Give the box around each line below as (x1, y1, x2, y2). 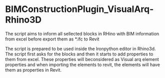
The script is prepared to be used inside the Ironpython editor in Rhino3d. (5, 45, 156, 51)
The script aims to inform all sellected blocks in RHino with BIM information (5, 30, 160, 36)
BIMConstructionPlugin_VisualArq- (5, 3, 154, 15)
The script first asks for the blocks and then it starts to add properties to (5, 51, 154, 57)
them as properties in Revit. (5, 66, 62, 73)
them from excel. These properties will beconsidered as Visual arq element (5, 56, 160, 62)
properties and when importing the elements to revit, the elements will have (5, 61, 161, 67)
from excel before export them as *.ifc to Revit (5, 36, 100, 42)
